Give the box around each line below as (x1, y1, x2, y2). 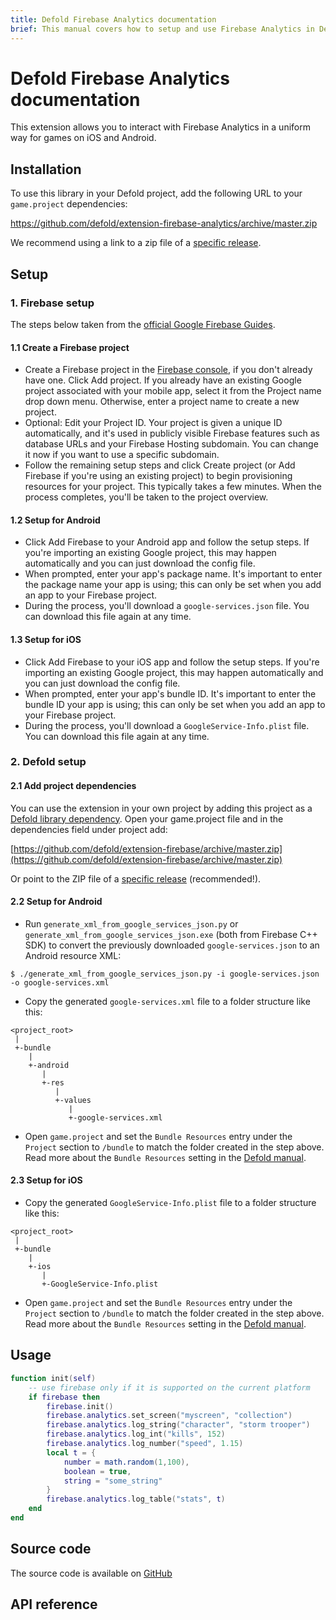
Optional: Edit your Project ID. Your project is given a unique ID (24, 417, 283, 429)
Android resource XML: (24, 949, 122, 961)
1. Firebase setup (10, 296, 95, 310)
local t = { (46, 1447, 97, 1458)
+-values (54, 1095, 92, 1105)
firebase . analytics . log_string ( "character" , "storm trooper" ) (46, 1420, 311, 1430)
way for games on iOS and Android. (10, 132, 157, 144)
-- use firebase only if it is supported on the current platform (28, 1382, 311, 1393)
